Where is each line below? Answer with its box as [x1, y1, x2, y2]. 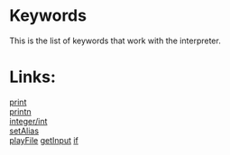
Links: [9, 67, 57, 87]
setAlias [9, 125, 39, 136]
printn [9, 105, 32, 117]
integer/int [9, 115, 48, 126]
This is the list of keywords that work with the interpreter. [9, 35, 221, 46]
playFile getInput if [9, 134, 79, 145]
